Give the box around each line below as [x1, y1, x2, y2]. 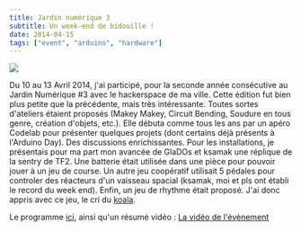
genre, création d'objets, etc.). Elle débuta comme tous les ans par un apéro [9, 118, 290, 129]
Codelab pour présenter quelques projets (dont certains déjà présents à [9, 128, 276, 138]
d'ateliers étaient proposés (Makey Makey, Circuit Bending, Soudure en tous [9, 109, 292, 120]
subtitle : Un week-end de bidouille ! [9, 22, 155, 31]
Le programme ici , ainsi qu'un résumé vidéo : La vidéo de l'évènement [9, 212, 270, 223]
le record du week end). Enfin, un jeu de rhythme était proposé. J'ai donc [9, 185, 280, 196]
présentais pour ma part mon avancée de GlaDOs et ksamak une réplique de [9, 147, 293, 157]
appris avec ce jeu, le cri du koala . [9, 194, 137, 205]
